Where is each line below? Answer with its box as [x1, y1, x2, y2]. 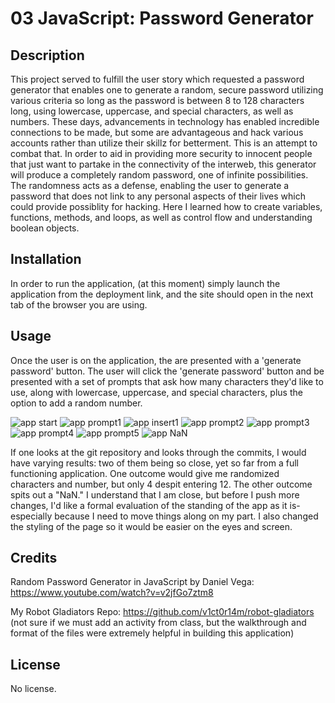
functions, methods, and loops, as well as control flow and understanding [10, 212, 313, 223]
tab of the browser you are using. [10, 298, 148, 311]
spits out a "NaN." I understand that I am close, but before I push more [10, 488, 300, 501]
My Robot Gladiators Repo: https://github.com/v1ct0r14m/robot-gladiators [10, 606, 315, 618]
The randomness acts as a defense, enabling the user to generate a [10, 180, 290, 191]
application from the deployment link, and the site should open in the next [10, 288, 314, 300]
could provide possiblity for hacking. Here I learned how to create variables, [10, 201, 323, 212]
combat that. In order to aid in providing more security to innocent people [10, 148, 313, 159]
